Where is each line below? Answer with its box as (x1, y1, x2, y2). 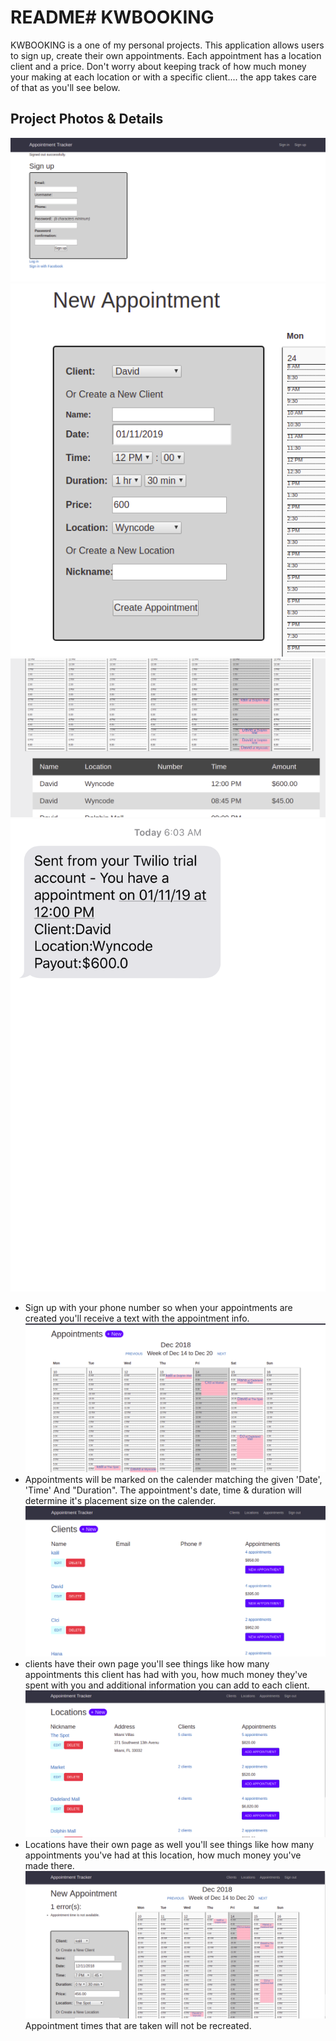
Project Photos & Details (10, 111, 164, 128)
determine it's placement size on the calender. (24, 1494, 217, 1506)
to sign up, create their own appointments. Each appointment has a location (10, 49, 322, 61)
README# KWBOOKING (10, 6, 215, 29)
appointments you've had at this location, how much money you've (24, 1849, 302, 1861)
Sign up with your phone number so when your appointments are (24, 1301, 293, 1313)
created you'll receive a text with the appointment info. (24, 1312, 250, 1324)
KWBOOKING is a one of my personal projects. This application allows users (10, 39, 325, 51)
